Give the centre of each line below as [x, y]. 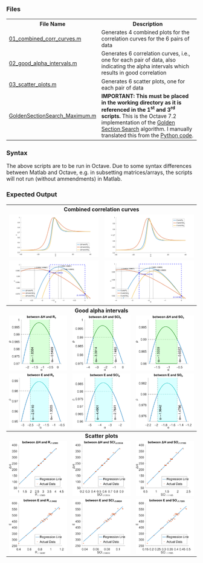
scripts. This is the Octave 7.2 [139, 116]
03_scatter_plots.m [33, 85]
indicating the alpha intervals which [145, 66]
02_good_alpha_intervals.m [43, 63]
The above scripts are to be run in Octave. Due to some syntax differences [99, 166]
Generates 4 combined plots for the [146, 33]
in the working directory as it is [141, 102]
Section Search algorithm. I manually [147, 129]
